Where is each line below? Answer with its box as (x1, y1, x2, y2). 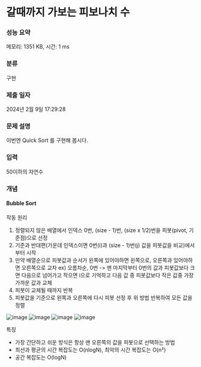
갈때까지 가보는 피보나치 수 (6, 5, 130, 19)
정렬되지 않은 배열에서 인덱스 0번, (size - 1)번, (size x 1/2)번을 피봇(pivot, (14, 226, 188, 234)
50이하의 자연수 (6, 168, 44, 175)
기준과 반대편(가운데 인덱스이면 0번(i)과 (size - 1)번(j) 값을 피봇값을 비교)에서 (14, 241, 195, 249)
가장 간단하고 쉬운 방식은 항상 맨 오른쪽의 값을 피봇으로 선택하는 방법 (14, 338, 175, 345)
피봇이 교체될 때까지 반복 (14, 286, 73, 294)
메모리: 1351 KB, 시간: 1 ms (6, 43, 70, 50)
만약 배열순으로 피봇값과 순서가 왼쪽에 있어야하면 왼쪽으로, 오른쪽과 (14, 256, 172, 264)
